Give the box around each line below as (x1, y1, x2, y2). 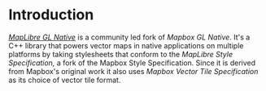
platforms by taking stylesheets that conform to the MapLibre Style (8, 49, 233, 59)
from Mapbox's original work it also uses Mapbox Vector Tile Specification (8, 66, 259, 76)
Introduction (8, 6, 94, 24)
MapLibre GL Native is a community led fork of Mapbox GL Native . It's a (8, 32, 251, 42)
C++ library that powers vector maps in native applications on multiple (8, 40, 244, 50)
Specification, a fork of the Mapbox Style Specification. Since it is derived (8, 58, 256, 68)
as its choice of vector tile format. (8, 75, 121, 85)
